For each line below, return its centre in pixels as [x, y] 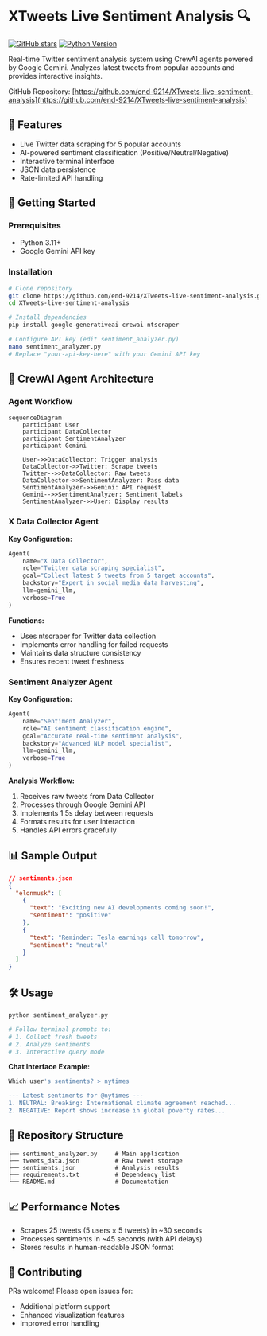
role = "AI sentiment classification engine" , [97, 728]
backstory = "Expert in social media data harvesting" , [113, 583]
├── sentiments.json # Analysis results [94, 1167]
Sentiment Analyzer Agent [60, 682]
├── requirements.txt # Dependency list [92, 1174]
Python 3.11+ [41, 243]
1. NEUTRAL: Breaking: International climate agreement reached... [122, 1104]
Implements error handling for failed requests [94, 644]
